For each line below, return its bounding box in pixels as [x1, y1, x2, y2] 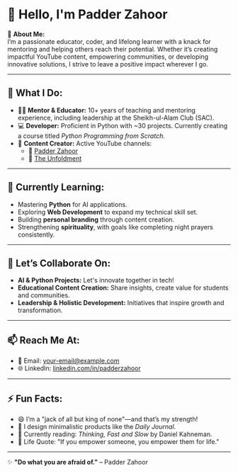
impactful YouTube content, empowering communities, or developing [7, 52, 209, 61]
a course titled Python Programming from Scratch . [17, 131, 165, 140]
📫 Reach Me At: [7, 334, 80, 346]
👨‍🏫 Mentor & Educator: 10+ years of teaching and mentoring [17, 106, 196, 114]
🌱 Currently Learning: [7, 181, 105, 193]
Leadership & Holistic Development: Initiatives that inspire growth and [17, 299, 225, 307]
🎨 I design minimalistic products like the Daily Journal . [17, 423, 176, 431]
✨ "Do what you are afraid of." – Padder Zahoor [7, 458, 149, 466]
